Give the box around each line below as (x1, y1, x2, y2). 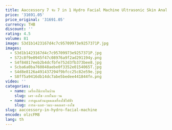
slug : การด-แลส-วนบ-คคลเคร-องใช (14, 103, 75, 108)
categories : (5, 83, 31, 89)
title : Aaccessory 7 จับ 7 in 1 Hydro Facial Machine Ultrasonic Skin (5, 7, 156, 13)
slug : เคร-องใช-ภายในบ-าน (14, 93, 62, 98)
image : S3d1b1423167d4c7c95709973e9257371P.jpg (5, 41, 109, 46)
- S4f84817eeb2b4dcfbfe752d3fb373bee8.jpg (10, 60, 102, 65)
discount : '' (5, 27, 33, 32)
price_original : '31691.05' (5, 17, 66, 22)
